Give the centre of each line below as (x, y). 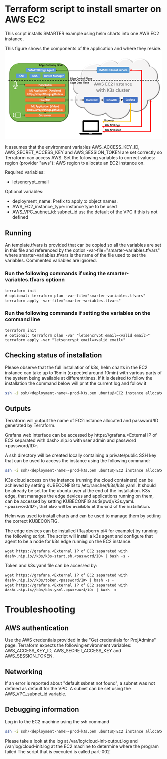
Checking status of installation (54, 356)
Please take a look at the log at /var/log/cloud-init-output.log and (72, 741)
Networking (24, 671)
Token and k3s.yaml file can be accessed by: (51, 566)
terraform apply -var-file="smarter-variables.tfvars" (63, 301)
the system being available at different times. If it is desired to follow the (79, 378)
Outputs (18, 408)
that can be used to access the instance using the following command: (78, 461)
